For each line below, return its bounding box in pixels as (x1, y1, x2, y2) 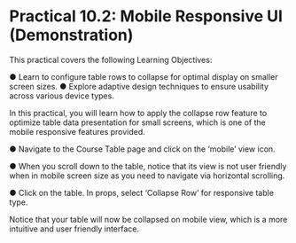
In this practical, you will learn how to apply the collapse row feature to (9, 107, 268, 118)
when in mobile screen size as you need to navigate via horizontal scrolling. (9, 170, 285, 181)
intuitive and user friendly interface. (9, 223, 140, 234)
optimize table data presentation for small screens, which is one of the (9, 117, 266, 128)
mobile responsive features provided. (9, 126, 146, 137)
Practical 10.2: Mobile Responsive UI (9, 6, 284, 27)
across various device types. (9, 90, 115, 101)
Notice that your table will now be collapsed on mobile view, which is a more (9, 214, 288, 224)
